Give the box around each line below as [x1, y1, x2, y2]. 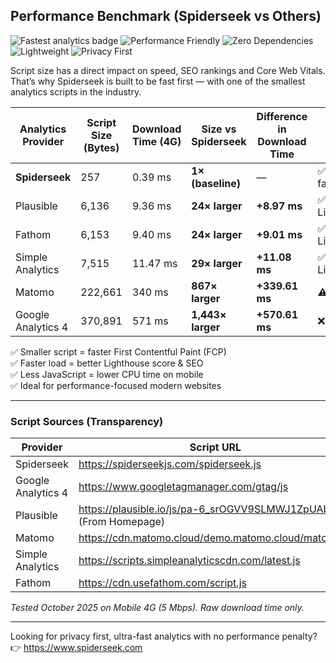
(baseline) [191, 176, 241, 190]
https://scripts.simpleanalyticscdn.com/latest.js [78, 554, 301, 568]
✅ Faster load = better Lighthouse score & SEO [10, 357, 204, 369]
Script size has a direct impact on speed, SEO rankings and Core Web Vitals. [10, 64, 326, 76]
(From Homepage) [78, 515, 166, 529]
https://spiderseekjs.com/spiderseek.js [78, 457, 262, 471]
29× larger [191, 256, 243, 270]
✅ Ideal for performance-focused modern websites [10, 379, 222, 391]
